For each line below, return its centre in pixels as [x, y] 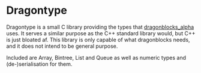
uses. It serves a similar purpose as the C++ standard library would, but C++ [101, 33]
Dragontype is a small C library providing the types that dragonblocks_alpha [100, 27]
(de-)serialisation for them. [39, 64]
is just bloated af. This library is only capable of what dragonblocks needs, [98, 39]
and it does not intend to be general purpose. [62, 46]
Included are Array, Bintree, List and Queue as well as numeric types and [96, 57]
